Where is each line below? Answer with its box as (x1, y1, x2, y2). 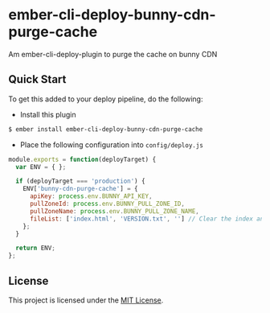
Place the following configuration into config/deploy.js (19, 139, 203, 150)
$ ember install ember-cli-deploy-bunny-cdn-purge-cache (8, 125, 203, 134)
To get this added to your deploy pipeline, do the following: (8, 94, 203, 104)
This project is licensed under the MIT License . (8, 295, 164, 305)
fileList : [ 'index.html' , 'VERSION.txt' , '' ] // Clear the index (29, 215, 253, 223)
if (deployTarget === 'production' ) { (15, 177, 146, 186)
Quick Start (8, 72, 67, 86)
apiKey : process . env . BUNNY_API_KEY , (29, 192, 153, 200)
